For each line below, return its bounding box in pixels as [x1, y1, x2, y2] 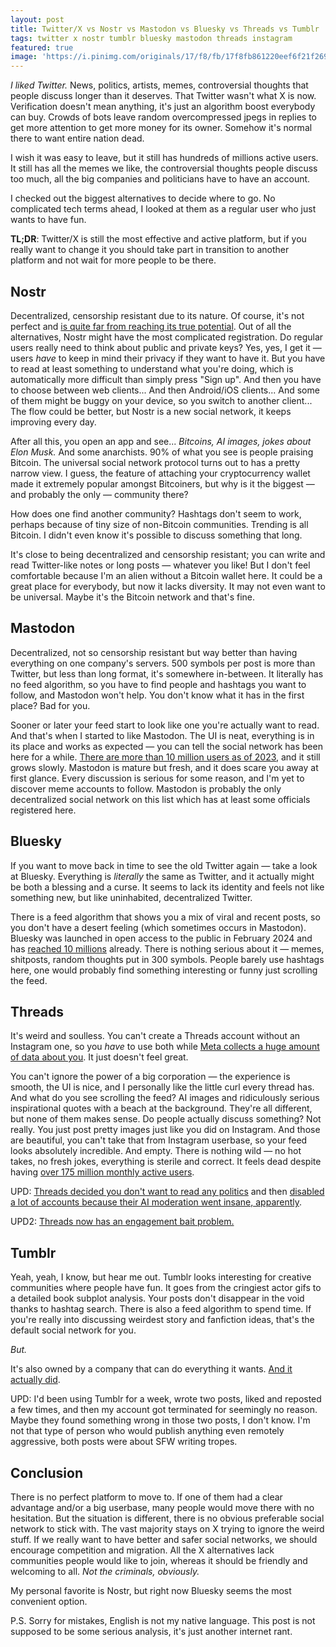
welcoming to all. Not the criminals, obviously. [10, 1566, 200, 1577]
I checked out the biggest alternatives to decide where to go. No [10, 192, 276, 205]
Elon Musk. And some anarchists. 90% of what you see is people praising [10, 446, 314, 458]
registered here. [10, 804, 77, 816]
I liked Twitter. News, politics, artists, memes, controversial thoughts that [10, 79, 309, 91]
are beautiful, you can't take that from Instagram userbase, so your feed [10, 1134, 308, 1146]
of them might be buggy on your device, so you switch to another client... [10, 394, 313, 406]
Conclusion [10, 1464, 84, 1481]
